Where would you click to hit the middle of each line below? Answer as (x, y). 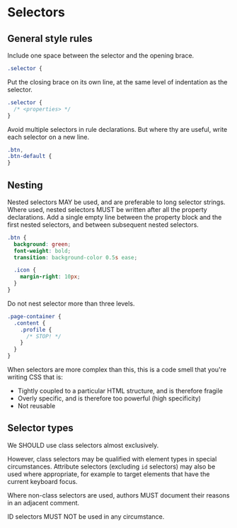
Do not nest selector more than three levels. (71, 303)
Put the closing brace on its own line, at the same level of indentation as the (117, 82)
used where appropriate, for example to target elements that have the (109, 474)
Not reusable (36, 406)
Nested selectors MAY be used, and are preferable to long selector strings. (116, 202)
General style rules (50, 39)
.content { (30, 323)
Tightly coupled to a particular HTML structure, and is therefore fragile (120, 391)
